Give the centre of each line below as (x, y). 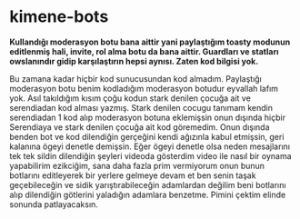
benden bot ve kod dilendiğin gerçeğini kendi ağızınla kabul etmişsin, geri (147, 136)
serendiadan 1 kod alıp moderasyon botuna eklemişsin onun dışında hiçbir (148, 117)
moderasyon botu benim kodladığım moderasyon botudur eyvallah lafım (144, 88)
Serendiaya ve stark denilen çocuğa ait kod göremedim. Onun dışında (140, 127)
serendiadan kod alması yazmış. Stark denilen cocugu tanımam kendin (141, 107)
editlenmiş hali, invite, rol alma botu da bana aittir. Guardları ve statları (144, 51)
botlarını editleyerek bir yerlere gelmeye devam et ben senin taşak (133, 175)
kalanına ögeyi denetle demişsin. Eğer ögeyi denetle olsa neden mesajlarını (150, 146)
